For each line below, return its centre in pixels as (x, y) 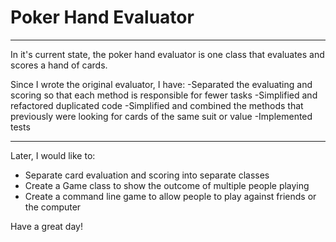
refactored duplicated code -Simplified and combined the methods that (157, 105)
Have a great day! (46, 226)
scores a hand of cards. (59, 65)
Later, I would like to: (53, 155)
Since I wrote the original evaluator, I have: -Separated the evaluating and (161, 84)
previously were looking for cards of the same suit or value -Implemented (161, 116)
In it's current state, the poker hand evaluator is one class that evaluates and (167, 54)
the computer (53, 207)
